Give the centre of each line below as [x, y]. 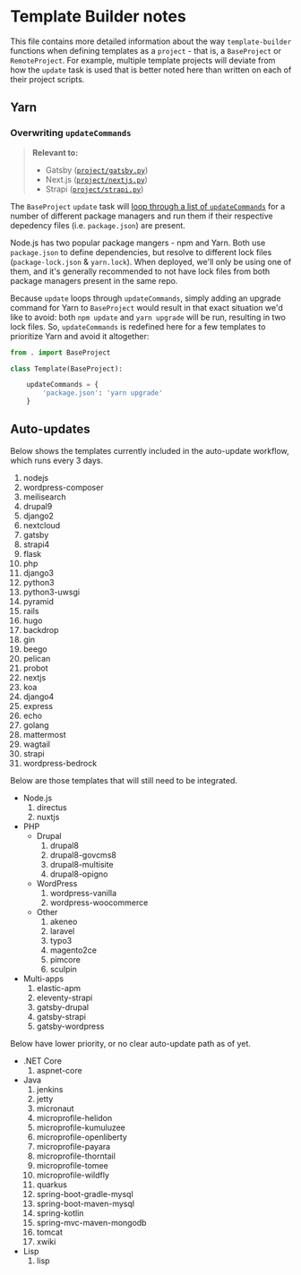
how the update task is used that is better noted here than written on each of [151, 70]
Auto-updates [50, 429]
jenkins [50, 1089]
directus [52, 807]
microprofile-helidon [74, 1117]
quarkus [52, 1185]
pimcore [65, 959]
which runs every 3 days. [57, 460]
